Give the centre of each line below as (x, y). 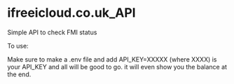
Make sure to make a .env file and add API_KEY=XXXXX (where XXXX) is (112, 59)
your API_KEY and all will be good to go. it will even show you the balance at (117, 66)
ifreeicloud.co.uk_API (71, 13)
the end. (19, 74)
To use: (18, 45)
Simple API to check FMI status (52, 32)
